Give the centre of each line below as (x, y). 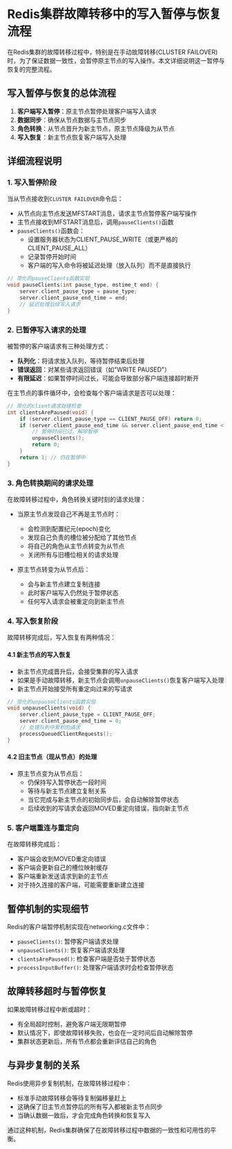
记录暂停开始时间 (52, 257)
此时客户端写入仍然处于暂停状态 (73, 593)
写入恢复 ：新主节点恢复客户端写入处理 (71, 137)
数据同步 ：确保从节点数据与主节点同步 (71, 120)
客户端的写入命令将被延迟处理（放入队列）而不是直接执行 (109, 265)
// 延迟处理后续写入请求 (50, 304)
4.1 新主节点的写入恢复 (39, 654)
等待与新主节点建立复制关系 (67, 790)
